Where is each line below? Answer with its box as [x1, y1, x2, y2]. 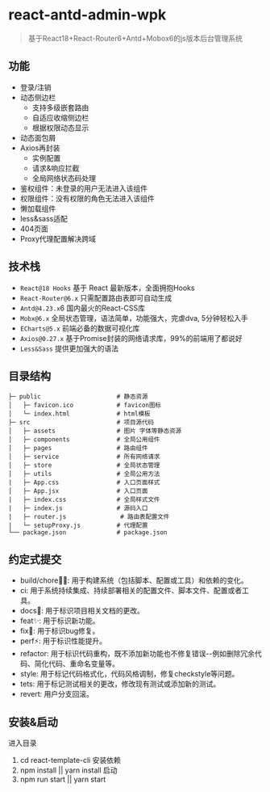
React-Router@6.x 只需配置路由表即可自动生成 [19, 293, 172, 302]
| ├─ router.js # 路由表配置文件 [8, 513, 170, 521]
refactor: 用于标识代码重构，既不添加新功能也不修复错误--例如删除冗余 [19, 649, 255, 659]
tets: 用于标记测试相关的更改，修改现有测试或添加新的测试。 [19, 679, 221, 689]
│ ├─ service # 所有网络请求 [8, 453, 160, 461]
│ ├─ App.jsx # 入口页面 [8, 487, 148, 495]
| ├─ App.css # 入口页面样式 [8, 478, 160, 487]
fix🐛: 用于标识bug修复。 [19, 626, 100, 636]
